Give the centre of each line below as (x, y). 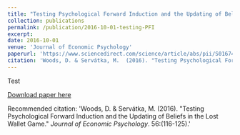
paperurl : (22, 54)
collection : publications (46, 21)
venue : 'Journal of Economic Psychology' (70, 47)
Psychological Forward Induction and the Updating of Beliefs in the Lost (113, 116)
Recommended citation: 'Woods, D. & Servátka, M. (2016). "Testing (106, 109)
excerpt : (20, 34)
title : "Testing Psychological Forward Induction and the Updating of (115, 14)
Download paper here (39, 94)
